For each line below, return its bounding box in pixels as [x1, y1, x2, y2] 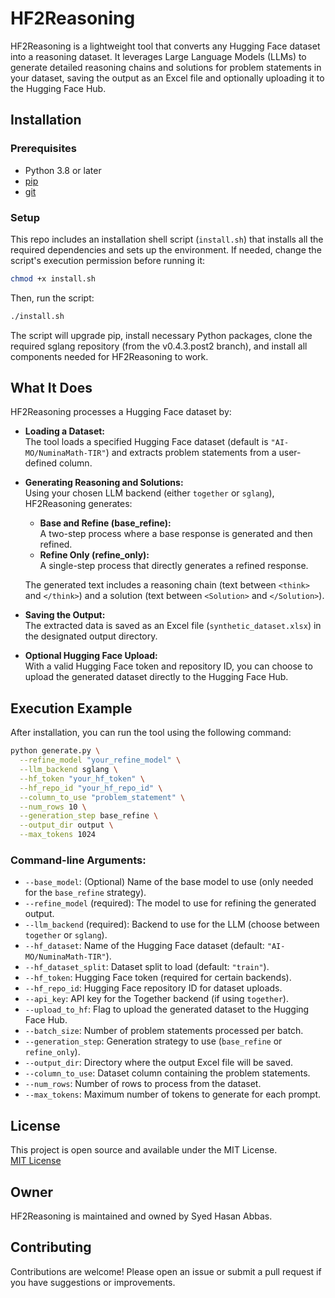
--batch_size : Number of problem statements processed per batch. [24, 1025, 304, 1037]
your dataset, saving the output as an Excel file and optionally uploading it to [10, 72, 325, 84]
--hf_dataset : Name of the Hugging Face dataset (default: [24, 940, 265, 952]
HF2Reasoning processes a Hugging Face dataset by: [10, 406, 232, 418]
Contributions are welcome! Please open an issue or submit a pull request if [10, 1265, 322, 1277]
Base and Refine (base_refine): [39, 517, 172, 529]
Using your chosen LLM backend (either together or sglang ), [24, 487, 275, 499]
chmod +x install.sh [10, 273, 97, 284]
